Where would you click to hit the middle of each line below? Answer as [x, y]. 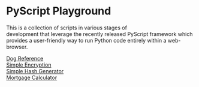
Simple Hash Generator [35, 71]
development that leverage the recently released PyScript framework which [99, 34]
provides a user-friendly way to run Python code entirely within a [86, 40]
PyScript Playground [59, 11]
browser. [17, 47]
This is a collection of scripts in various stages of [67, 28]
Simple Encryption [29, 65]
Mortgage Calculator [32, 77]
